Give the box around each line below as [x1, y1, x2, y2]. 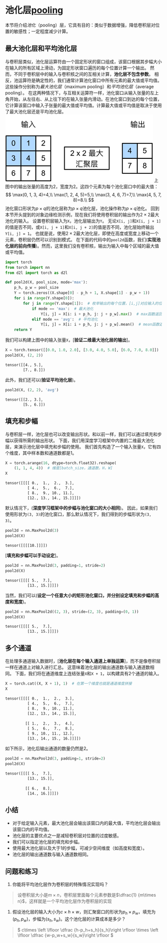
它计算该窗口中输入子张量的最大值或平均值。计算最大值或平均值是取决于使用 [5, 102, 162, 108]
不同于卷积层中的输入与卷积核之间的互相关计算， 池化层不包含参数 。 [13, 71, 153, 77]
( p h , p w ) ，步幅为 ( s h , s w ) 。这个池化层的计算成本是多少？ [12, 916, 126, 923]
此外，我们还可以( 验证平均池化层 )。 [5, 377, 79, 383]
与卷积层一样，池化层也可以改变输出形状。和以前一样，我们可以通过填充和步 [5, 431, 162, 437]
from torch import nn [5, 265, 50, 270]
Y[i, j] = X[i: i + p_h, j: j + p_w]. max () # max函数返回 [40, 311, 163, 316]
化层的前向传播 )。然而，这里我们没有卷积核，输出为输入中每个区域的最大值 [5, 243, 160, 249]
